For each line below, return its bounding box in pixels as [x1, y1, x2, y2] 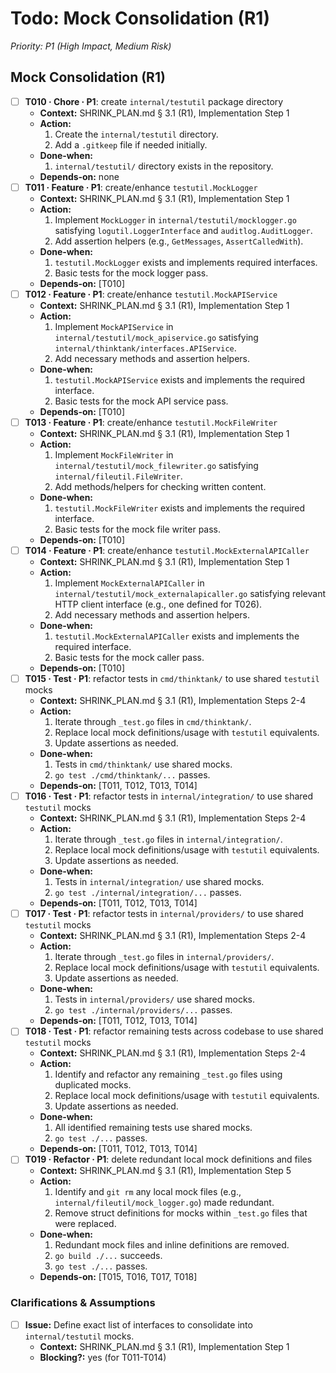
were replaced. [54, 1218, 117, 1230]
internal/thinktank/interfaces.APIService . [54, 342, 237, 354]
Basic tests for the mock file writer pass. [54, 523, 222, 535]
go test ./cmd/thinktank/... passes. [54, 769, 211, 781]
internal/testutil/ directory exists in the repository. [54, 160, 274, 172]
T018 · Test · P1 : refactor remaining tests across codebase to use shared [24, 1025, 324, 1037]
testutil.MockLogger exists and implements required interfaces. [54, 256, 318, 268]
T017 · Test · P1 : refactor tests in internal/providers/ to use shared [24, 908, 304, 920]
